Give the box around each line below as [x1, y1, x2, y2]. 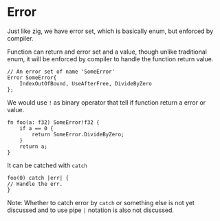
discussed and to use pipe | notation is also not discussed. [7, 206, 174, 214]
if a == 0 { [19, 125, 54, 131]
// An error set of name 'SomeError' [7, 68, 115, 75]
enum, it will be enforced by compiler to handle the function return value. [7, 54, 214, 63]
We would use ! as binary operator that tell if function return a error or [7, 98, 206, 107]
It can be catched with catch [7, 161, 88, 169]
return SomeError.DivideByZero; [32, 131, 125, 138]
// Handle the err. [7, 180, 63, 187]
